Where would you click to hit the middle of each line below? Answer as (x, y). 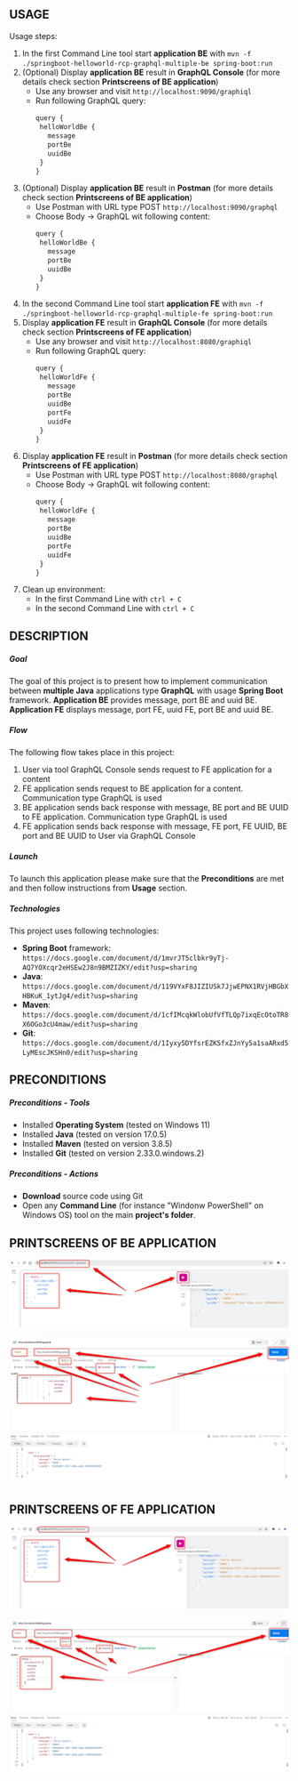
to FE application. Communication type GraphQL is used (125, 817)
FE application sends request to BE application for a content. (133, 789)
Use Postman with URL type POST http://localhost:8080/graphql (157, 474)
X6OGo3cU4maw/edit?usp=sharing (80, 1025)
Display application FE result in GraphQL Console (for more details (145, 322)
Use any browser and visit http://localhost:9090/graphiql (144, 91)
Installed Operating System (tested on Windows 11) (116, 1125)
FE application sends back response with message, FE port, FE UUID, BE (155, 826)
